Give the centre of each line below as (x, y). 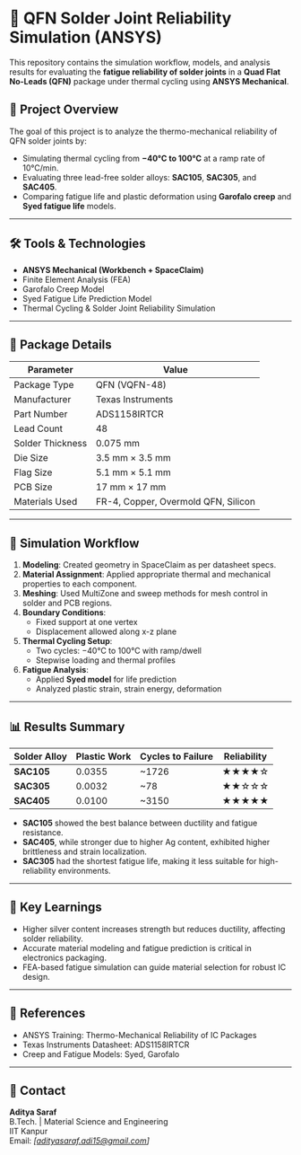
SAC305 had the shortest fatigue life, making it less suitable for (139, 861)
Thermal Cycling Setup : (67, 641)
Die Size (31, 458)
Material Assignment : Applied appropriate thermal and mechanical (146, 575)
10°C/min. (40, 168)
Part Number (41, 414)
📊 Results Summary (67, 727)
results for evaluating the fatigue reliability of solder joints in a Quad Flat (145, 72)
